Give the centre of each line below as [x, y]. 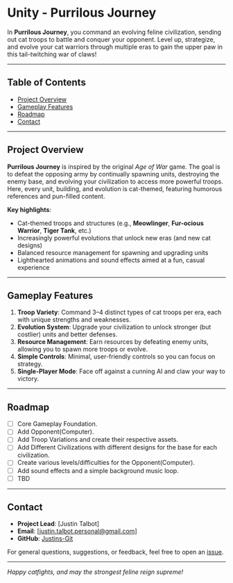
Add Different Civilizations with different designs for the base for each [117, 447]
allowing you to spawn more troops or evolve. [82, 350]
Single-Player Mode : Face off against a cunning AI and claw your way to [121, 371]
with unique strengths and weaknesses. [74, 320]
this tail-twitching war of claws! [52, 54]
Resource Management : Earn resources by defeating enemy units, [113, 342]
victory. [28, 379]
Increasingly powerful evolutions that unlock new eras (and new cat [114, 238]
